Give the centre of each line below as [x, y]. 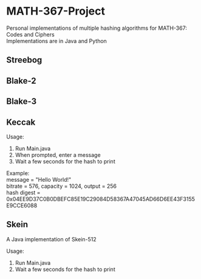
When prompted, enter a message [58, 155]
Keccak [21, 122]
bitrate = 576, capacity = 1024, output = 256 [62, 186]
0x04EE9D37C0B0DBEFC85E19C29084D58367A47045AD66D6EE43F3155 [101, 199]
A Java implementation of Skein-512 [52, 239]
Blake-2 [21, 81]
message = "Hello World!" [39, 179]
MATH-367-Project [56, 11]
